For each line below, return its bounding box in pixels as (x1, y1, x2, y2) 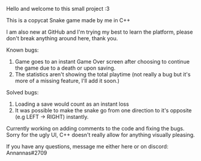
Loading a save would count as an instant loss (14, 100, 129, 108)
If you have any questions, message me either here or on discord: (6, 143, 169, 150)
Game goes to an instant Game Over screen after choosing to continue (14, 58, 190, 65)
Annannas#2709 (6, 150, 47, 156)
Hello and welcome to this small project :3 (6, 5, 110, 12)
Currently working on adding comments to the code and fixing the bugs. (6, 125, 185, 132)
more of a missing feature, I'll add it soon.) (14, 77, 120, 84)
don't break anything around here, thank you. (6, 35, 118, 41)
